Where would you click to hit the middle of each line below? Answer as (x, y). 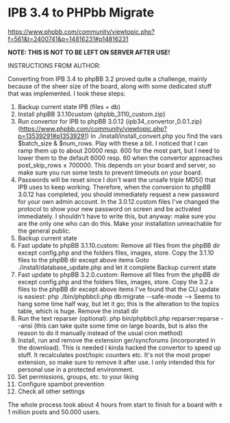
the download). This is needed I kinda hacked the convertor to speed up (119, 347)
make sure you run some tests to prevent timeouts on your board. (110, 172)
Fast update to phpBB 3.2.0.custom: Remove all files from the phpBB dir (119, 274)
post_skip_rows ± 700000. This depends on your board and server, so (117, 165)
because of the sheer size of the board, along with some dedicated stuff (110, 86)
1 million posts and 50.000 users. (54, 412)
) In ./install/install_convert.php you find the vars (155, 136)
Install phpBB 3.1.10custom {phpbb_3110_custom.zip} (92, 114)
